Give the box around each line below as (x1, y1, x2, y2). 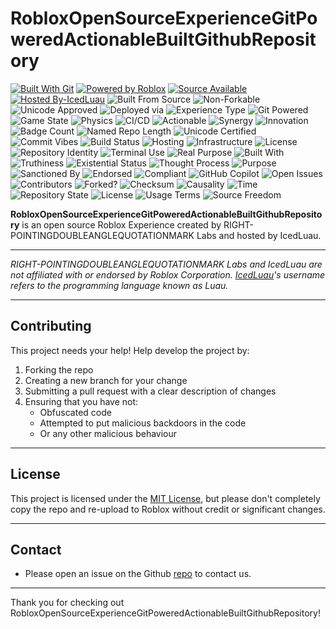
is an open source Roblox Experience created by (21, 218, 222, 231)
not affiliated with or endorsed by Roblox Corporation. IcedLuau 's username (10, 268, 326, 281)
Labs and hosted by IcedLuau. (196, 229, 322, 241)
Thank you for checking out (10, 597, 125, 609)
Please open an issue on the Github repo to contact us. (24, 568, 252, 580)
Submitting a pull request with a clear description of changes (24, 385, 277, 397)
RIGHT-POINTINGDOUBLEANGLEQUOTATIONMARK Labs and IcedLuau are (10, 258, 323, 270)
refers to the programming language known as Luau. (10, 279, 229, 291)
